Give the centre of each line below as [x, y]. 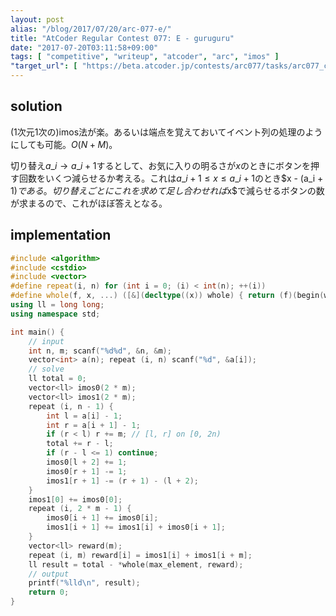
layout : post [37, 19]
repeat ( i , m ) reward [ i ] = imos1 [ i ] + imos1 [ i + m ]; [140, 555]
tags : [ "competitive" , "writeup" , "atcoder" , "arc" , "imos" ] [145, 57]
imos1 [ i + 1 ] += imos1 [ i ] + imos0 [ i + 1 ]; [136, 527]
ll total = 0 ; [57, 379]
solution [36, 106]
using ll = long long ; [57, 305]
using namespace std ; [55, 314]
